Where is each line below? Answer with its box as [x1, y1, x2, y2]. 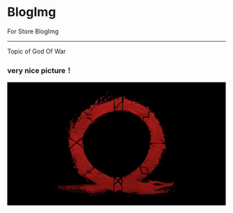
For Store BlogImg [7, 27, 59, 35]
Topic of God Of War [7, 46, 67, 56]
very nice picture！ [7, 65, 73, 75]
